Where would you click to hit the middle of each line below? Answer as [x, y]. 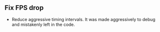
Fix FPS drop [24, 8]
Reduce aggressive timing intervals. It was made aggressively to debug [83, 19]
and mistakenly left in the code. [43, 24]
